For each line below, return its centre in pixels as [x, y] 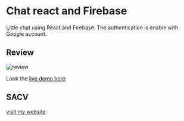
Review [20, 53]
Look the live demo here [36, 78]
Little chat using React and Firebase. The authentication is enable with [92, 27]
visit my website [26, 111]
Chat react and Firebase [67, 11]
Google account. [26, 33]
